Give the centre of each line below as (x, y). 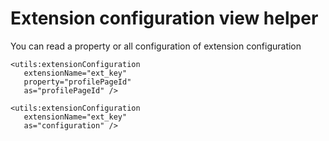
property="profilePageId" (77, 82)
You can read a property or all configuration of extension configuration (156, 46)
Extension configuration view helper (164, 18)
